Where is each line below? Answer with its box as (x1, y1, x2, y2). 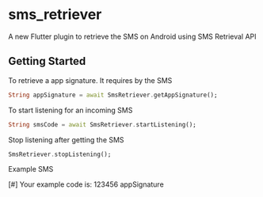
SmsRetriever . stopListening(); (8, 150, 112, 158)
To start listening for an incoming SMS (8, 105, 133, 115)
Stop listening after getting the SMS (8, 134, 124, 144)
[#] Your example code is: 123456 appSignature (8, 180, 164, 189)
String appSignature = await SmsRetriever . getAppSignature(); (8, 91, 218, 99)
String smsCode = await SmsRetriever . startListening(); (8, 120, 196, 128)
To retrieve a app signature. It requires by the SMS (8, 75, 173, 85)
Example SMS (8, 165, 54, 174)
